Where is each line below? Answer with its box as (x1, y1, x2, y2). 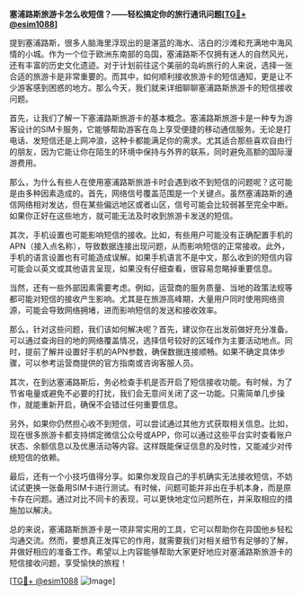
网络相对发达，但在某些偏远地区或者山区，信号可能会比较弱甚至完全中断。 (16, 200, 293, 209)
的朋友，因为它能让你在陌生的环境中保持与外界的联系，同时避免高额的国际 (9, 147, 285, 156)
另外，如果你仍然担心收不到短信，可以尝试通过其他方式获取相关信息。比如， (9, 418, 293, 429)
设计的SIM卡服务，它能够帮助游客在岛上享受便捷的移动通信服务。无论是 (16, 124, 284, 134)
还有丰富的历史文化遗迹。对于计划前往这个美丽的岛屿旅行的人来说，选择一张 (9, 60, 293, 70)
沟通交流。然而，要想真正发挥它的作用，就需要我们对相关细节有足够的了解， (9, 535, 293, 546)
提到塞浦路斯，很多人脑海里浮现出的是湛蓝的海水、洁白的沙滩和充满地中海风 (9, 38, 293, 48)
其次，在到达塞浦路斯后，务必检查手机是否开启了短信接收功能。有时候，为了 (9, 377, 293, 387)
